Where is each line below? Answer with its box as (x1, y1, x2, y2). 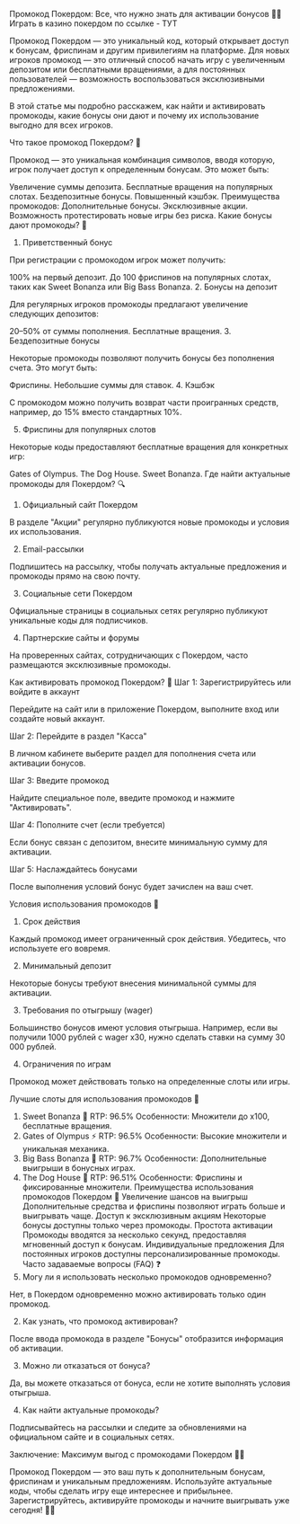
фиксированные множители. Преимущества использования (22, 1182, 254, 1192)
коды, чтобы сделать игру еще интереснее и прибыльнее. (9, 1485, 234, 1496)
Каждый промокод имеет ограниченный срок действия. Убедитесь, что (9, 934, 287, 944)
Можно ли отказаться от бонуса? (22, 1360, 151, 1370)
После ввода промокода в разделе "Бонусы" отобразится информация (9, 1333, 284, 1343)
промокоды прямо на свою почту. (9, 571, 141, 581)
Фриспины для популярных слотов (22, 424, 156, 435)
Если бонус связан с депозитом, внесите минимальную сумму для (9, 837, 268, 847)
